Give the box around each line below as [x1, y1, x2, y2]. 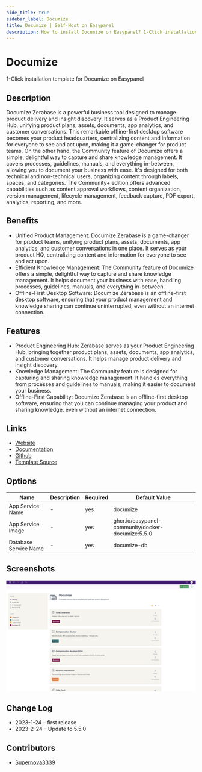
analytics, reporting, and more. [6, 199, 82, 205]
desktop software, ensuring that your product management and [14, 296, 173, 303]
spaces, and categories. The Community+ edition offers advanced [6, 179, 171, 186]
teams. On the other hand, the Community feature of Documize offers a [6, 148, 183, 154]
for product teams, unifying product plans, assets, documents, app [14, 238, 181, 245]
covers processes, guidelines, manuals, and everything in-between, [6, 160, 174, 167]
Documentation [14, 446, 54, 453]
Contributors [6, 742, 56, 753]
